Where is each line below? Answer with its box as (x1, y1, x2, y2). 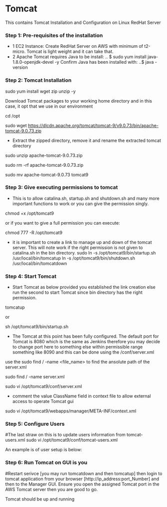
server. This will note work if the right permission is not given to (12, 245, 143, 251)
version (12, 64, 28, 70)
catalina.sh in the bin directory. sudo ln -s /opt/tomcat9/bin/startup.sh (12, 250, 156, 255)
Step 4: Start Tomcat (5, 272, 56, 279)
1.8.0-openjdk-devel (12, 59, 54, 65)
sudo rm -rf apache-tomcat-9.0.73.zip (5, 162, 84, 168)
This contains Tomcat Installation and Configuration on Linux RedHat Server (5, 19, 161, 25)
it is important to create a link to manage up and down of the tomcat (12, 239, 152, 245)
